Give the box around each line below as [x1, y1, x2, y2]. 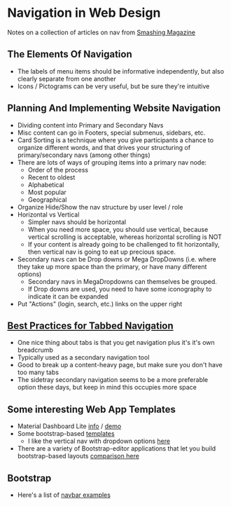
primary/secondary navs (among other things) [17, 151, 150, 159]
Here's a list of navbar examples [17, 491, 111, 499]
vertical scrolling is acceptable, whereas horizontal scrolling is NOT [27, 233, 223, 241]
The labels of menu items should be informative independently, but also [17, 67, 225, 75]
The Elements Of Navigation [7, 48, 132, 60]
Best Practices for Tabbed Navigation [7, 320, 174, 331]
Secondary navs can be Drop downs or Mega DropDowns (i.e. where [17, 254, 217, 264]
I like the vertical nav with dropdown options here [27, 437, 170, 446]
